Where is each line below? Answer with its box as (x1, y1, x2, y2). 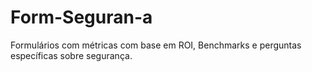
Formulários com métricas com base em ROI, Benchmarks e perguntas (10, 39, 302, 51)
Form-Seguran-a (10, 6, 153, 29)
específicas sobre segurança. (10, 49, 133, 61)
